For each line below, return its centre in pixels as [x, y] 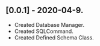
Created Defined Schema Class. [54, 37]
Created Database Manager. [49, 24]
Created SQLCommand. [44, 31]
